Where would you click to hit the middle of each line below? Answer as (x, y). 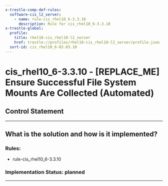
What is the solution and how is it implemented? (81, 134)
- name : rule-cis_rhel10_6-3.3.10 (50, 19)
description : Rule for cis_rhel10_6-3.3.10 (64, 24)
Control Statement (34, 111)
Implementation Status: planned (45, 172)
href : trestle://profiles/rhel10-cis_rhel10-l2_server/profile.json (87, 42)
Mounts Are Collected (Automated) (79, 93)
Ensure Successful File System (71, 82)
